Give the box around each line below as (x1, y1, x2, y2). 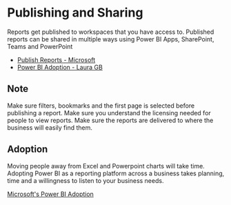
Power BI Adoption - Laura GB (17, 63, 103, 71)
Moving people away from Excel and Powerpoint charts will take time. (7, 162, 205, 170)
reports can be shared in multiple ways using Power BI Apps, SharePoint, (7, 35, 214, 43)
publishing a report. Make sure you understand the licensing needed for (7, 108, 212, 117)
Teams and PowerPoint (7, 42, 73, 50)
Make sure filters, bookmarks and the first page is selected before (7, 101, 195, 110)
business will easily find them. (7, 123, 93, 132)
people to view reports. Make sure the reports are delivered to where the (7, 116, 214, 124)
